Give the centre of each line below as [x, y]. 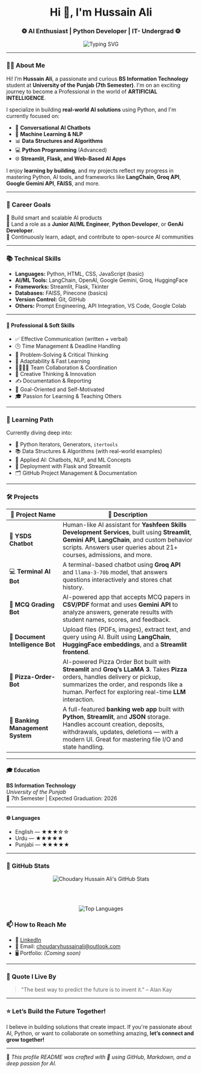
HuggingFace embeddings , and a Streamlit [125, 645]
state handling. [84, 747]
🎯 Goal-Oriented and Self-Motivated [60, 389]
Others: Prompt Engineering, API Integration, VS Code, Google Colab [100, 306]
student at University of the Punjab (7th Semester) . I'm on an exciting [93, 85]
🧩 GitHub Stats [28, 866]
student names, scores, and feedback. [117, 620]
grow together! [26, 1039]
